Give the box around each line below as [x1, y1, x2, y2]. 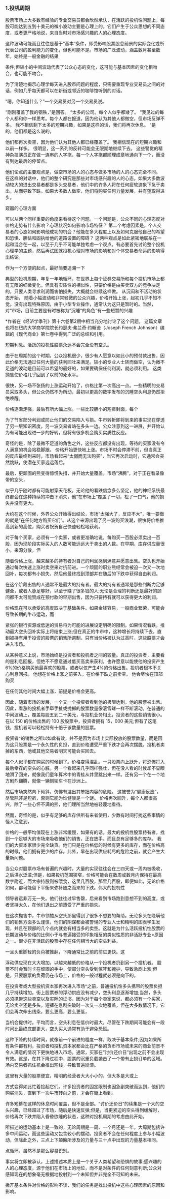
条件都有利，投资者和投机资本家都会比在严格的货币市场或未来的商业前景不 [9, 1043, 165, 1049]
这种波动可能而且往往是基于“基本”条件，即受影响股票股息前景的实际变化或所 [5, 41, 164, 47]
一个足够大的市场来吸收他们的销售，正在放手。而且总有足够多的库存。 [9, 835, 156, 842]
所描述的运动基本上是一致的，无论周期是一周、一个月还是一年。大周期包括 [5, 1124, 160, 1130]
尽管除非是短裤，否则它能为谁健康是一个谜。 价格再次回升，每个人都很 [5, 795, 153, 801]
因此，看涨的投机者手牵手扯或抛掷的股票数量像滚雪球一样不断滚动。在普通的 [5, 705, 165, 711]
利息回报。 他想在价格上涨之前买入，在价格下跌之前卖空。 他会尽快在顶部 [9, 671, 163, 677]
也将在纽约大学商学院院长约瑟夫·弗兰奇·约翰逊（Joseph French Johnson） [5, 324, 160, 331]
